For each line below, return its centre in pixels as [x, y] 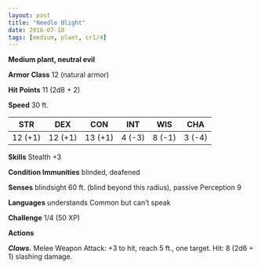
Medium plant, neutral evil [52, 60]
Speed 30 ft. [29, 105]
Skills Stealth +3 [35, 157]
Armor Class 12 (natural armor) [59, 75]
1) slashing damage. [40, 256]
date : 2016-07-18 [36, 30]
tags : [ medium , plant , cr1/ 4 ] [58, 37]
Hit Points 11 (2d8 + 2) [44, 90]
